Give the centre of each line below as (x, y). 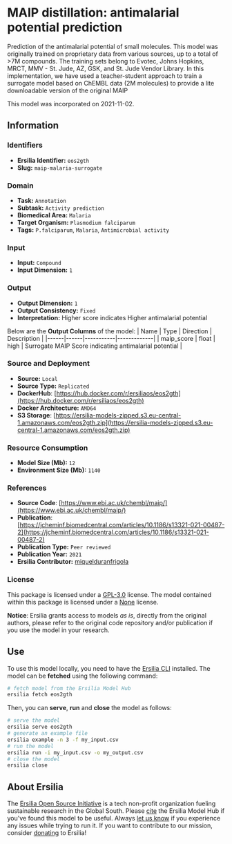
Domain (20, 186)
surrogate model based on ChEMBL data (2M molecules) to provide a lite (111, 83)
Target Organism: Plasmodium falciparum (76, 222)
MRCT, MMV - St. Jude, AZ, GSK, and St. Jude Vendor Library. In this (106, 68)
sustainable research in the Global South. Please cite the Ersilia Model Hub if (116, 811)
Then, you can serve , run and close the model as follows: (90, 708)
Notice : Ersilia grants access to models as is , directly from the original (107, 615)
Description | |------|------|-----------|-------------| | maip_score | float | (111, 338)
